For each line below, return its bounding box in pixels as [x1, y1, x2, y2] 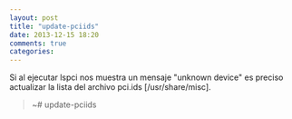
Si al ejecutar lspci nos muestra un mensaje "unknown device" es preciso [9, 72, 284, 83]
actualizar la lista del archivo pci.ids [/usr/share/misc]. [9, 82, 211, 93]
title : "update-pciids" [9, 22, 100, 31]
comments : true [9, 38, 67, 48]
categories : [9, 47, 54, 56]
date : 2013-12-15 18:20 [9, 30, 100, 39]
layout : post [9, 13, 59, 23]
